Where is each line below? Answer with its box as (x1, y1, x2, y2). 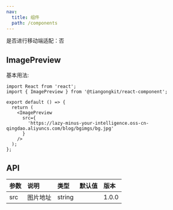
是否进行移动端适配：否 (6, 37, 64, 44)
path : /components (11, 20, 58, 26)
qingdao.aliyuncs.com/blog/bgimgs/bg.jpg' (6, 125, 114, 132)
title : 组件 (11, 14, 40, 20)
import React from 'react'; (6, 83, 77, 90)
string (57, 193, 74, 201)
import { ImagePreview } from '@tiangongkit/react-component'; (6, 89, 168, 95)
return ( (11, 104, 34, 111)
